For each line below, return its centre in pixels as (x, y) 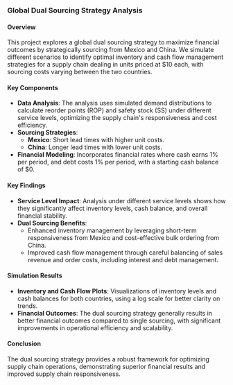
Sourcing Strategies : (48, 132)
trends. (27, 306)
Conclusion (24, 344)
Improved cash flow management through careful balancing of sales (125, 253)
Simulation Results (35, 275)
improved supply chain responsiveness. (64, 374)
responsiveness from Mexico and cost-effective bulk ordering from (123, 237)
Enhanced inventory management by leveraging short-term (112, 230)
